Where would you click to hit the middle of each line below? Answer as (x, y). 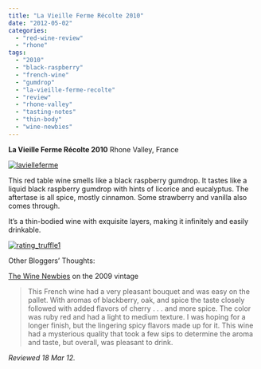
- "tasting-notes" (46, 112)
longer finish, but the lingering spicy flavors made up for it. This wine (140, 325)
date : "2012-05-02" (41, 23)
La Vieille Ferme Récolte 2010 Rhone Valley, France (93, 149)
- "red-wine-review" (49, 38)
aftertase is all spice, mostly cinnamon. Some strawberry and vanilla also (128, 197)
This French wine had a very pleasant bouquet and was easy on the (139, 291)
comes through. (34, 206)
